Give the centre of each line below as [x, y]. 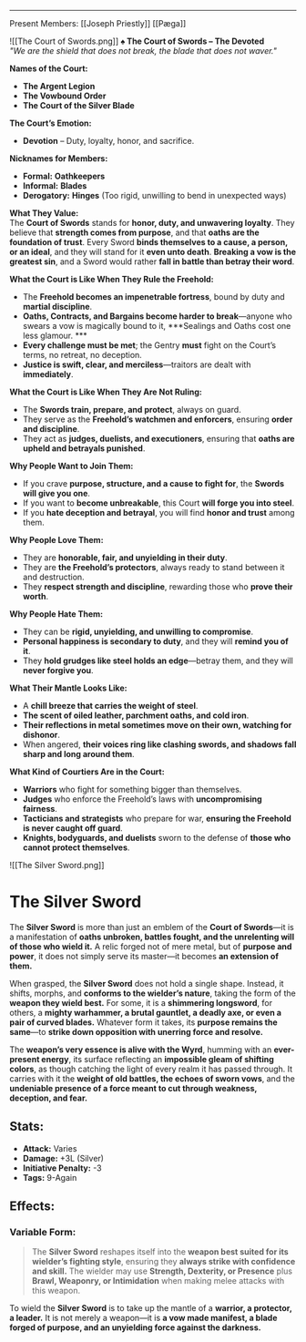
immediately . [48, 374]
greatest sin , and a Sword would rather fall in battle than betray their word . [152, 261]
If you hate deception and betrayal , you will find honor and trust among [158, 512]
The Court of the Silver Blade [78, 105]
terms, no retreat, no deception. [82, 355]
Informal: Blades [55, 186]
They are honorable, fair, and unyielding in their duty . [125, 558]
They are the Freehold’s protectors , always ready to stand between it [153, 567]
